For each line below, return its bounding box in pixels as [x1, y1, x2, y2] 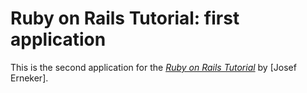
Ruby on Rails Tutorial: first [10, 7, 240, 30]
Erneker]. [10, 72, 49, 84]
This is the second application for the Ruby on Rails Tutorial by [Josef [10, 61, 297, 73]
